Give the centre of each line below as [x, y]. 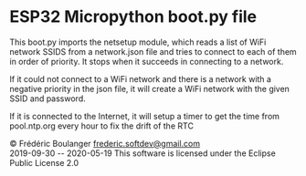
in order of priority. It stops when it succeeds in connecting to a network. [147, 61]
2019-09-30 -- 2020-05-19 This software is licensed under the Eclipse [142, 153]
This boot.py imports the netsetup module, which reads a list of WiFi [138, 42]
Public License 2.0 [44, 162]
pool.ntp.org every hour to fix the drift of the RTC [102, 126]
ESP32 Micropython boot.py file [133, 17]
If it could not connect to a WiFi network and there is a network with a [141, 78]
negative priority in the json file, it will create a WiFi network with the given [150, 88]
